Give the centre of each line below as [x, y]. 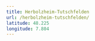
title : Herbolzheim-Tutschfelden [48, 12]
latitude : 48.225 [28, 23]
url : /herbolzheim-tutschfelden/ [48, 17]
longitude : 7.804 [28, 29]
